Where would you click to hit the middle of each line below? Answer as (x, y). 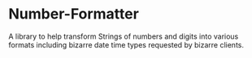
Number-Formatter (74, 14)
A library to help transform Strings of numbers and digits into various (124, 36)
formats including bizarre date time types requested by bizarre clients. (126, 44)
